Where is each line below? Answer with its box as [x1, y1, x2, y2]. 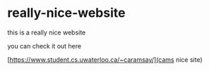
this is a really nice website [7, 28, 86, 37]
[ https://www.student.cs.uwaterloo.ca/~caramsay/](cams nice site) [7, 55, 203, 64]
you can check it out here [7, 41, 82, 50]
